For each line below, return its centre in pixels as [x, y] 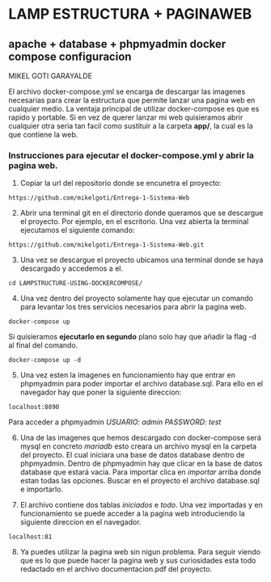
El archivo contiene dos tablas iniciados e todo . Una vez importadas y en [141, 505]
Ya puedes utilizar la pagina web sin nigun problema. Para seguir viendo [140, 552]
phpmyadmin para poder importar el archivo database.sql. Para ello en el [142, 384]
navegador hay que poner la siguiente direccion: [101, 392]
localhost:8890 [34, 407]
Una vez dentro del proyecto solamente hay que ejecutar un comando [136, 298]
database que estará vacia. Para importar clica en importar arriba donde [140, 472]
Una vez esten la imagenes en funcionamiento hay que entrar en [128, 375]
